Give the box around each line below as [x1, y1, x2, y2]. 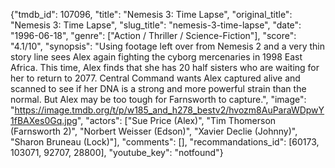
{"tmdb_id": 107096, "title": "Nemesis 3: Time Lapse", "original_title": [10, 9, 293, 20]
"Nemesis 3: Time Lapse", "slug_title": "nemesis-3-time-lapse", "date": [10, 19, 302, 31]
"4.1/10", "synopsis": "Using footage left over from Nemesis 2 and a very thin [10, 40, 326, 52]
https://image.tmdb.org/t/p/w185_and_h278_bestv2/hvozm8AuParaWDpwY [14, 104, 325, 116]
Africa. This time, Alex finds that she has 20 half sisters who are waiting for [10, 62, 320, 73]
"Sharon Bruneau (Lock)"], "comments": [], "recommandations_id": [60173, [10, 136, 320, 148]
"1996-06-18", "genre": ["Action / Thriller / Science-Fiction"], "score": [10, 30, 297, 41]
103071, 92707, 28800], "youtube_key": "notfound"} [10, 147, 224, 158]
